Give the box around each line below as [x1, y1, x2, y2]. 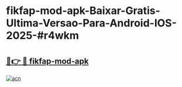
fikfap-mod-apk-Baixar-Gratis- [6, 4, 161, 18]
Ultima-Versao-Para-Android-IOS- [6, 16, 177, 30]
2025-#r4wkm [6, 29, 79, 42]
